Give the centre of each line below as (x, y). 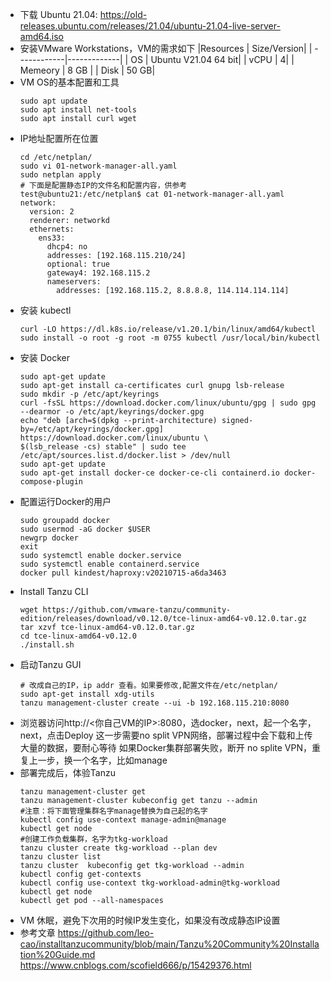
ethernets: (52, 229)
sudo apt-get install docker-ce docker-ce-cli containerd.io (150, 473)
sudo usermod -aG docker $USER (85, 529)
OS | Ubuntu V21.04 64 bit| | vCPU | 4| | (212, 59)
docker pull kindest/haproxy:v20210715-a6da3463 (123, 573)
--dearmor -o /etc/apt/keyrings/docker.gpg (112, 412)
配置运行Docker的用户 (65, 501)
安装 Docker (45, 357)
